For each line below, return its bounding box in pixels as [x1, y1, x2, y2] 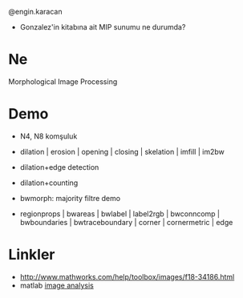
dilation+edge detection [19, 162, 99, 171]
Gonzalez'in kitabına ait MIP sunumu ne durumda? [19, 22, 186, 31]
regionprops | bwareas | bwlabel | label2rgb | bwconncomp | [19, 208, 221, 219]
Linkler [8, 246, 55, 264]
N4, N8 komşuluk [19, 131, 78, 141]
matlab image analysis [19, 280, 94, 290]
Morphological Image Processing [8, 76, 118, 87]
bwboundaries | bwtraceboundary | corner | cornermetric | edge [19, 217, 233, 227]
